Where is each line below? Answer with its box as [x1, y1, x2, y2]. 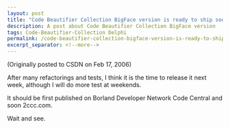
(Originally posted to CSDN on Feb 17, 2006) [7, 61, 132, 68]
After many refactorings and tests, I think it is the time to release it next [7, 74, 207, 82]
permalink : [7, 35, 38, 42]
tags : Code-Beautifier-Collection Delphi [7, 29, 127, 36]
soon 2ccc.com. [7, 101, 53, 109]
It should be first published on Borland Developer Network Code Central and [7, 94, 222, 102]
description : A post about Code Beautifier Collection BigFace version [7, 22, 216, 29]
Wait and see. [7, 114, 46, 123]
